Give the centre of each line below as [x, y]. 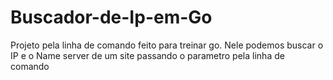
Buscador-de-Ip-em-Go [111, 17]
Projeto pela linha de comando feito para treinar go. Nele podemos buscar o [167, 45]
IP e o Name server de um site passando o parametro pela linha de [147, 55]
